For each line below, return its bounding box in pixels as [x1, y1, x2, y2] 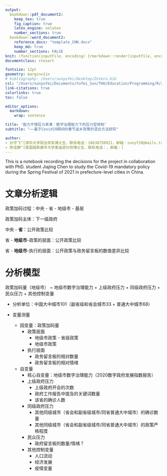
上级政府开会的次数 [34, 384, 75, 390]
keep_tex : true [14, 16, 46, 21]
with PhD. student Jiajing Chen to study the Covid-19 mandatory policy [5, 164, 150, 170]
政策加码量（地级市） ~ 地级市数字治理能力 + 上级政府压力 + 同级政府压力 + [5, 285, 161, 290]
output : [5, 7, 21, 12]
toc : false [5, 95, 28, 100]
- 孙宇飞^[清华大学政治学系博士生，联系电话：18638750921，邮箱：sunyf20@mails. [5, 140, 159, 145]
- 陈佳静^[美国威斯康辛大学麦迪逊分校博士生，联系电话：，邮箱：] [5, 145, 124, 150]
